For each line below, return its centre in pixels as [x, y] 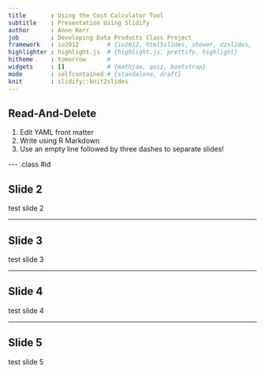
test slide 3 [26, 259]
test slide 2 [26, 208]
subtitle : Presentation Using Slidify [79, 23]
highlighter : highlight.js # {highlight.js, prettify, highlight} [123, 52]
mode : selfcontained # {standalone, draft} [95, 74]
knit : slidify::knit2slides [68, 81]
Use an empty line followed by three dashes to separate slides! [122, 149]
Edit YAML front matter [57, 132]
